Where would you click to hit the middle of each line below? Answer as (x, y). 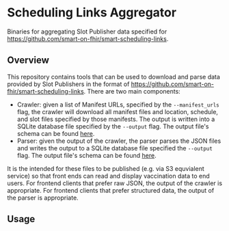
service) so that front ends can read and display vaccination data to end (108, 176)
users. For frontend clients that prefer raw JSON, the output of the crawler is (115, 183)
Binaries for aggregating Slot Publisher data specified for (87, 31)
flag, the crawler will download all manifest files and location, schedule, (118, 111)
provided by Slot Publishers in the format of (68, 84)
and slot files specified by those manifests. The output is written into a (116, 119)
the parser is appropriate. (43, 198)
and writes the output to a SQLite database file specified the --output (115, 148)
